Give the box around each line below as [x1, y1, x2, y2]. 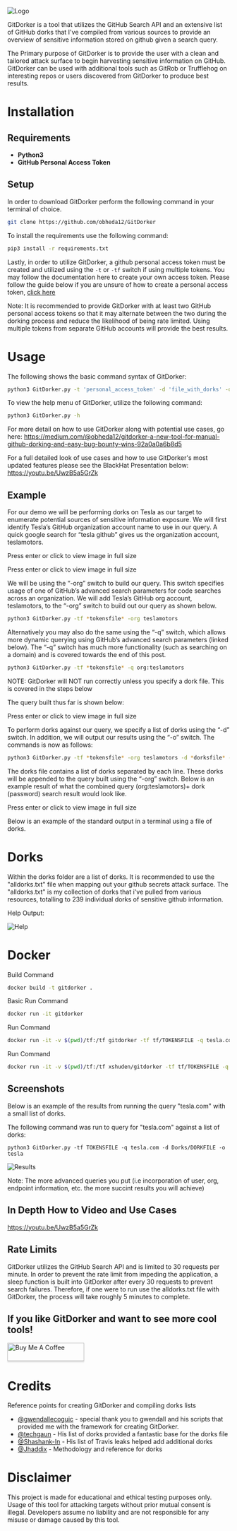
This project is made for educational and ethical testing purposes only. [7, 1493, 212, 1501]
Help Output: [7, 909, 44, 917]
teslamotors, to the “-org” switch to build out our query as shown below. [7, 601, 217, 610]
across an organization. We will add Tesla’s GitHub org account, [7, 594, 193, 603]
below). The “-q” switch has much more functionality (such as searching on [7, 643, 227, 651]
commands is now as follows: [7, 740, 93, 749]
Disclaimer [7, 1470, 72, 1486]
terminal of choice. [7, 205, 62, 213]
